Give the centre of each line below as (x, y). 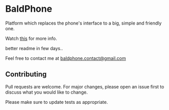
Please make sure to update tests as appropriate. (57, 102)
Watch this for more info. (31, 38)
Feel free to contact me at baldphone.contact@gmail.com (66, 58)
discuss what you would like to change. (47, 92)
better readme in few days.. (34, 48)
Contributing (26, 74)
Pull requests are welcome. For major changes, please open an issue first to (85, 86)
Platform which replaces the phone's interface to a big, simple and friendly (83, 23)
